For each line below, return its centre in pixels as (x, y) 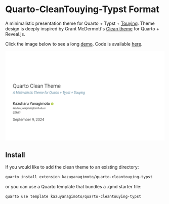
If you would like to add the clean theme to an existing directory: (72, 167)
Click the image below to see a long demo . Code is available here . (74, 44)
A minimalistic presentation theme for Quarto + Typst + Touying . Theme (80, 23)
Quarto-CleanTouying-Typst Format (82, 9)
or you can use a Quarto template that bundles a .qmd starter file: (73, 187)
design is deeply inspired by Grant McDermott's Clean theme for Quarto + (82, 28)
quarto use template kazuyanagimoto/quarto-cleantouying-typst (73, 197)
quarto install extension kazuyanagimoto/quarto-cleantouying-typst (79, 177)
